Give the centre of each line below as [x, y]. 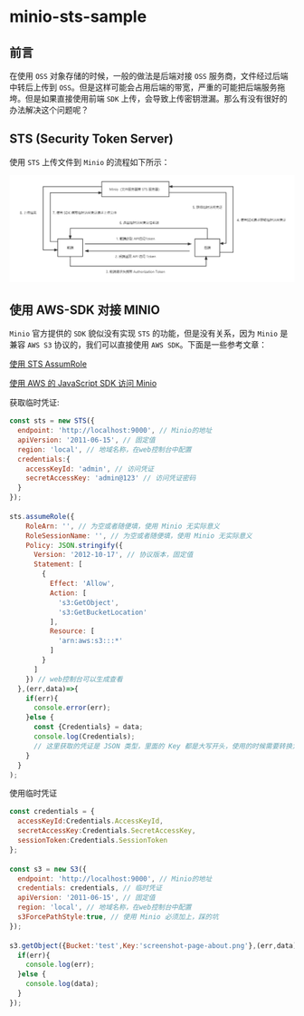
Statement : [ [58, 564]
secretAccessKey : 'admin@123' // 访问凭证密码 [111, 478]
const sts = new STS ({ [52, 421]
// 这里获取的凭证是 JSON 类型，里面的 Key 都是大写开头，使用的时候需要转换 [162, 746]
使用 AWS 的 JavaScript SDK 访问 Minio [83, 384]
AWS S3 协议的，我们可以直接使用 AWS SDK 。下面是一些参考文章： [147, 345]
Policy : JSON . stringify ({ [75, 545]
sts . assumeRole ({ [42, 516]
